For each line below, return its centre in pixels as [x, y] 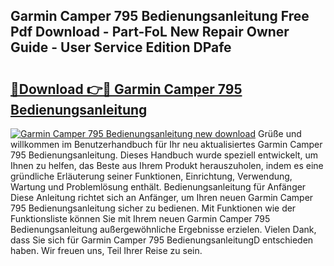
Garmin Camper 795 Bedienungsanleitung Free [160, 16]
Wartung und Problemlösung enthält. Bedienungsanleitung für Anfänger [158, 187]
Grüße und [279, 133]
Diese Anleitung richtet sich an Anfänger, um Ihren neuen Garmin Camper [162, 197]
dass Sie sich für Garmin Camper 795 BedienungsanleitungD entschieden [162, 240]
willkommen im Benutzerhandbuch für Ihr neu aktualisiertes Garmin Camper [166, 144]
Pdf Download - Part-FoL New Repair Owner [150, 32]
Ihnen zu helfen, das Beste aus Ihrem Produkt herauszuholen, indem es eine [167, 165]
